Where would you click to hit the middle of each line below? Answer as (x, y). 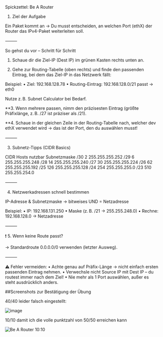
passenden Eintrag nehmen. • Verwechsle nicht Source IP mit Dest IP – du (79, 272)
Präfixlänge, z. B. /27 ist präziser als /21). (46, 113)
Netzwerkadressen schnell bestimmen (51, 192)
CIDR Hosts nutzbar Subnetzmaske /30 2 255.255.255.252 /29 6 (70, 157)
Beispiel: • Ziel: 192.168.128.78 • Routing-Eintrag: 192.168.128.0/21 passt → (79, 84)
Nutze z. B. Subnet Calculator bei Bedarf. (46, 99)
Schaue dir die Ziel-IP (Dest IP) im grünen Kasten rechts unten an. (78, 60)
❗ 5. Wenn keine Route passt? (34, 236)
